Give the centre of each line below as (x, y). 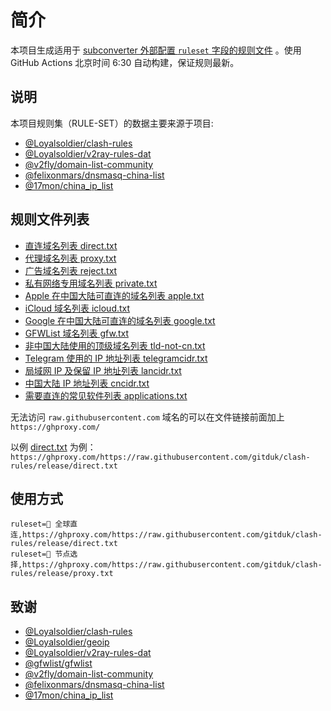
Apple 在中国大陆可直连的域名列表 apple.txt (114, 295)
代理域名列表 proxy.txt (70, 258)
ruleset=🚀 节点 (40, 554)
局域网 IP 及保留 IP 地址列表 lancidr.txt (103, 370)
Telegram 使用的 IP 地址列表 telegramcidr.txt (116, 358)
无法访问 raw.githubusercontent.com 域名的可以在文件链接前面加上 (147, 417)
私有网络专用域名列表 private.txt (91, 283)
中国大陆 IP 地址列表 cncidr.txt (87, 383)
